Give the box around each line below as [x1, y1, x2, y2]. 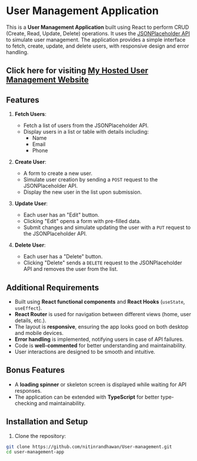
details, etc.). [14, 317, 46, 324]
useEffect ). [14, 304, 42, 311]
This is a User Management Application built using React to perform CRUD [6, 24, 189, 31]
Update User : [14, 200, 48, 207]
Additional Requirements [6, 283, 99, 293]
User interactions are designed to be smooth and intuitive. [14, 348, 156, 355]
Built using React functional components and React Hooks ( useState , [14, 298, 185, 305]
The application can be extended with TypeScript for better [14, 393, 160, 400]
